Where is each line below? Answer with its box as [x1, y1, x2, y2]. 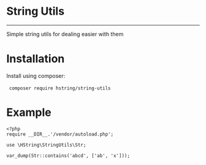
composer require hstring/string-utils [9, 85, 112, 91]
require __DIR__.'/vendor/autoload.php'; [6, 131, 114, 137]
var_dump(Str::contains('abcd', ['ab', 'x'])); [6, 152, 131, 159]
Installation [6, 52, 65, 66]
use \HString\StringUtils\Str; [6, 142, 86, 148]
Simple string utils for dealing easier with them [6, 30, 124, 37]
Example [6, 106, 51, 120]
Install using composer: [6, 72, 66, 79]
